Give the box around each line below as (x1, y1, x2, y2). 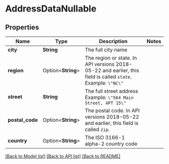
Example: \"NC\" (84, 80, 124, 86)
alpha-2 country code (84, 140, 137, 147)
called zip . (84, 126, 110, 133)
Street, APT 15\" (84, 100, 127, 106)
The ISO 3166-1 (84, 134, 125, 141)
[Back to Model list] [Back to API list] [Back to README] (5, 153, 121, 159)
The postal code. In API (84, 107, 140, 114)
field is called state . (84, 73, 132, 80)
